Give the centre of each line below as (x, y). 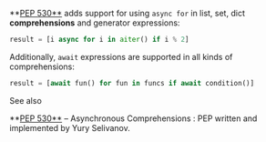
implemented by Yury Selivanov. (70, 127)
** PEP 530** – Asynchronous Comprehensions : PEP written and (133, 118)
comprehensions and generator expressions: (95, 23)
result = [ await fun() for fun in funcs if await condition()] (132, 83)
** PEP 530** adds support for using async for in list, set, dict (128, 13)
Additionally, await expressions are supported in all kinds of (121, 56)
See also (26, 100)
